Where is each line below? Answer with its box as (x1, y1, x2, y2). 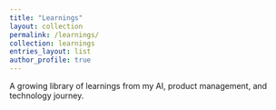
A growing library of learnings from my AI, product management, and (9, 81, 268, 91)
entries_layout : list (9, 47, 92, 56)
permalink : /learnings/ (9, 30, 100, 39)
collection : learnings (9, 38, 95, 48)
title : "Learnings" (9, 13, 84, 23)
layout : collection (9, 22, 84, 31)
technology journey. (9, 90, 84, 101)
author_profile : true (9, 55, 92, 65)
